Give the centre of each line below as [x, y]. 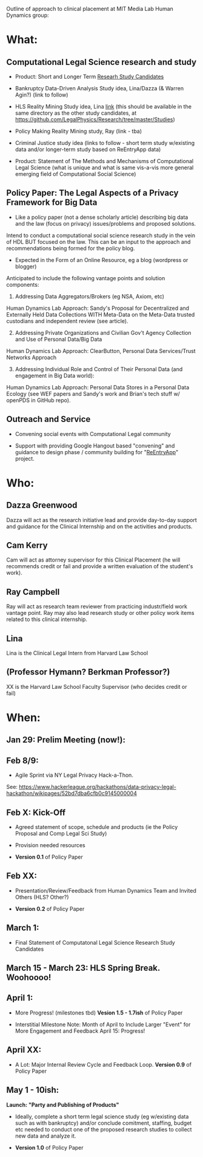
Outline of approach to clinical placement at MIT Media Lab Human [90, 9]
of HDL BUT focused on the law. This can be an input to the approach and [98, 241]
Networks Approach [32, 357]
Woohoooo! [29, 978]
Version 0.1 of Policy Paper [49, 857]
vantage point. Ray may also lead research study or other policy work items [101, 613]
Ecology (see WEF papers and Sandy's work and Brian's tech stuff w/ [93, 394]
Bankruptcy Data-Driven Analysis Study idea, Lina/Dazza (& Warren [99, 88]
